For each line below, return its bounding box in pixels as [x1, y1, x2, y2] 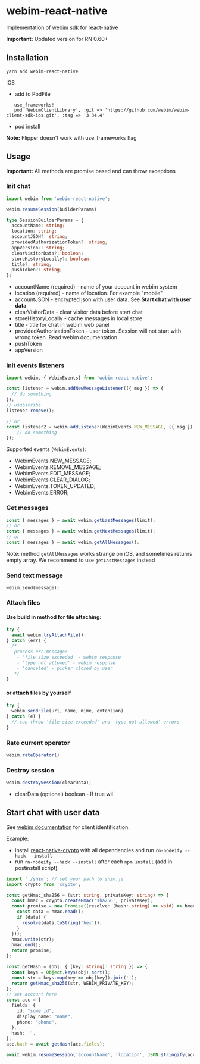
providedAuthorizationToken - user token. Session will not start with [14, 327, 182, 334]
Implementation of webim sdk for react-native [6, 24, 118, 31]
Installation [6, 52, 49, 63]
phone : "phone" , [17, 1019, 58, 1025]
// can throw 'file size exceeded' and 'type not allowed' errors [11, 719, 180, 725]
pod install [14, 123, 40, 130]
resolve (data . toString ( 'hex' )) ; [21, 919, 102, 926]
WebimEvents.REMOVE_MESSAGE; [14, 464, 101, 471]
